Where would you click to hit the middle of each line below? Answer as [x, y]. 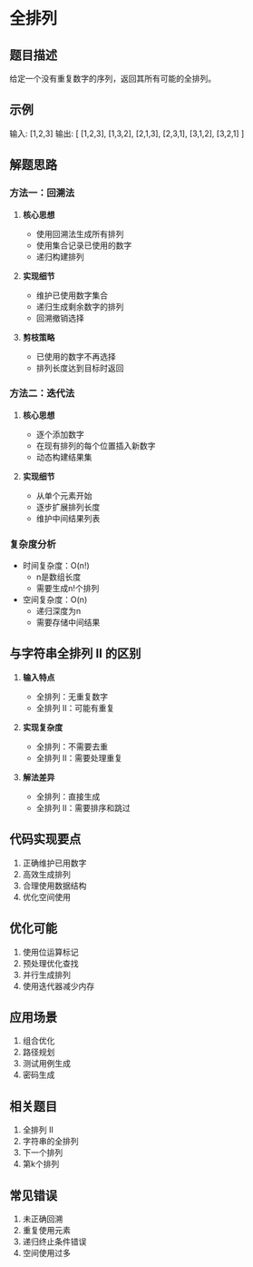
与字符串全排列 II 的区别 [75, 653]
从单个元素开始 [64, 495]
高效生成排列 [46, 874]
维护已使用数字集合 [72, 295]
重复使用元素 [46, 1230]
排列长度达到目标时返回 [80, 368]
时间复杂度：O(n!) [56, 566]
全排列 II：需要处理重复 [79, 757]
